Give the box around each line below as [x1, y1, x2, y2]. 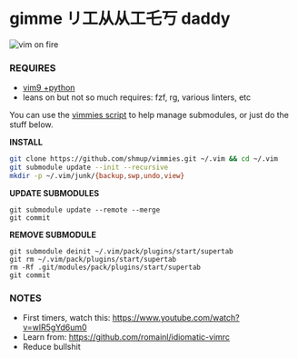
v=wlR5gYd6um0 [22, 322, 88, 333]
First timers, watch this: [22, 313, 111, 324]
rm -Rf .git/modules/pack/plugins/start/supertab [9, 263, 202, 272]
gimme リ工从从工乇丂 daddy [9, 8, 231, 29]
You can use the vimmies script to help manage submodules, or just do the [9, 110, 289, 121]
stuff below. [9, 119, 54, 130]
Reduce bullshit [22, 342, 81, 353]
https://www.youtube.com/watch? [112, 313, 240, 324]
